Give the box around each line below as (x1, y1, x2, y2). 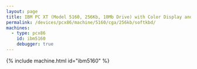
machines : (6, 25, 30, 31)
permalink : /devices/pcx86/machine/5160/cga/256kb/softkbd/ (6, 19, 157, 25)
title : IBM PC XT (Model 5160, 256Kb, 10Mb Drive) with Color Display (6, 14, 182, 20)
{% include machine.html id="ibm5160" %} (6, 57, 110, 64)
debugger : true (16, 42, 54, 47)
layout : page (6, 8, 38, 15)
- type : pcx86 (11, 30, 46, 36)
